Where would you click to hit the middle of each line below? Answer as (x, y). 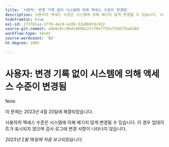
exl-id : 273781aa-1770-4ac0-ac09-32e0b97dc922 (55, 24)
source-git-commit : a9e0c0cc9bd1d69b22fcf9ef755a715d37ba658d (72, 29)
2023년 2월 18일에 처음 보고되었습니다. (44, 139)
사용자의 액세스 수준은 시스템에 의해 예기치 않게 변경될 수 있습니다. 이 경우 (78, 122)
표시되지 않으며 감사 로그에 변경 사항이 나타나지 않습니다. (71, 128)
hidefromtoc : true (25, 19)
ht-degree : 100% (22, 43)
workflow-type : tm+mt (28, 33)
